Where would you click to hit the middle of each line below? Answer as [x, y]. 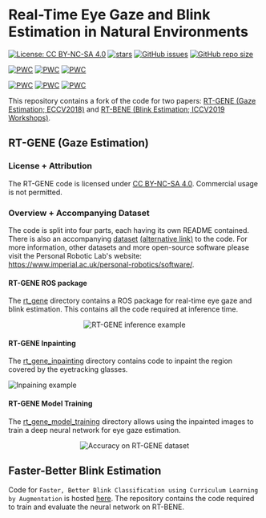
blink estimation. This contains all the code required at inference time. [123, 309]
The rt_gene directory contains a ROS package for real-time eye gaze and [130, 301]
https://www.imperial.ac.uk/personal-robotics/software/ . [101, 264]
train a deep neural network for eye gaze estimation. [95, 430]
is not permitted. [35, 192]
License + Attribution [50, 166]
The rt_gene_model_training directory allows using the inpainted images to [131, 421]
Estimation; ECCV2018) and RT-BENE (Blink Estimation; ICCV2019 [117, 109]
